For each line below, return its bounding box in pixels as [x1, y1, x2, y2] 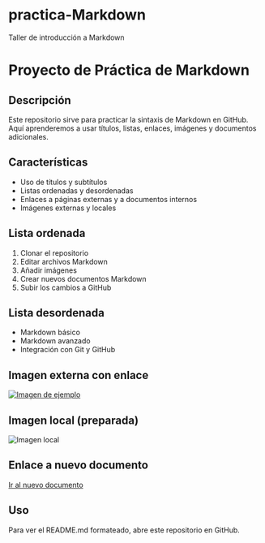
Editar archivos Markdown [19, 256, 108, 266]
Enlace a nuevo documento [8, 459, 148, 472]
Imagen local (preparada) [8, 413, 139, 427]
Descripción [8, 93, 71, 107]
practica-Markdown [8, 6, 146, 24]
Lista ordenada [8, 226, 86, 240]
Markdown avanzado [19, 336, 91, 346]
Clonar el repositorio [19, 248, 89, 257]
